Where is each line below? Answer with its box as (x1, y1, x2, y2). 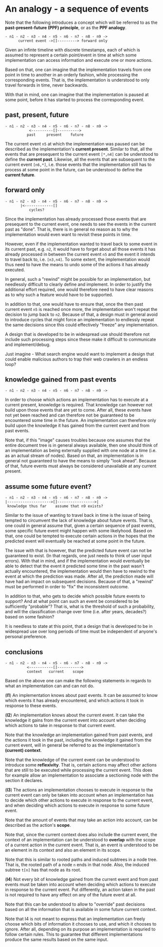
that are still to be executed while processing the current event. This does (5, 767, 152, 773)
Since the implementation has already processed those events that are (5, 216, 146, 222)
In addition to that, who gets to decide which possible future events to (5, 593, 145, 599)
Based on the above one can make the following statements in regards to (5, 678, 152, 683)
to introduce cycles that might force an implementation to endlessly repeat (5, 316, 154, 322)
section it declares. (5, 778, 43, 783)
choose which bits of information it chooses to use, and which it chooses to (5, 921, 157, 927)
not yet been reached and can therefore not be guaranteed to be (5, 412, 135, 418)
